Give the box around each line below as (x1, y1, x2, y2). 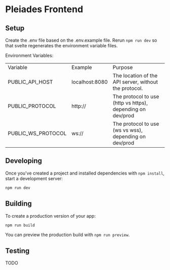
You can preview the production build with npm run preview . (5, 232, 130, 238)
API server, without (112, 79, 158, 85)
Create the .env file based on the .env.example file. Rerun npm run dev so (5, 37, 157, 43)
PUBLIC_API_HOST (8, 79, 53, 85)
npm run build (5, 222, 35, 228)
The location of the (112, 72, 158, 79)
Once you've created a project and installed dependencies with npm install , (5, 170, 165, 176)
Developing (5, 156, 42, 165)
